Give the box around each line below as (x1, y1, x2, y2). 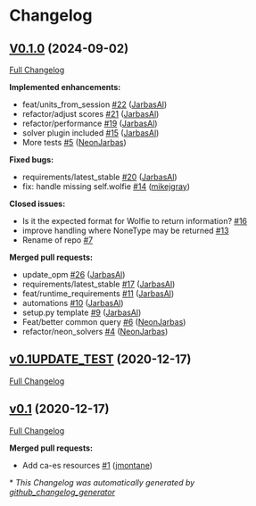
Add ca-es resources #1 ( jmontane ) (21, 460, 153, 470)
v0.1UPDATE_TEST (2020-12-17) (9, 352, 192, 367)
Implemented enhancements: (9, 82, 121, 92)
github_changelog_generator (9, 486, 116, 497)
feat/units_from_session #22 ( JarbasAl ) (21, 99, 168, 110)
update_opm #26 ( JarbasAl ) (21, 270, 126, 279)
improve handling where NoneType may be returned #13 (21, 225, 229, 236)
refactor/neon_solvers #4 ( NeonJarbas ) (21, 327, 169, 336)
